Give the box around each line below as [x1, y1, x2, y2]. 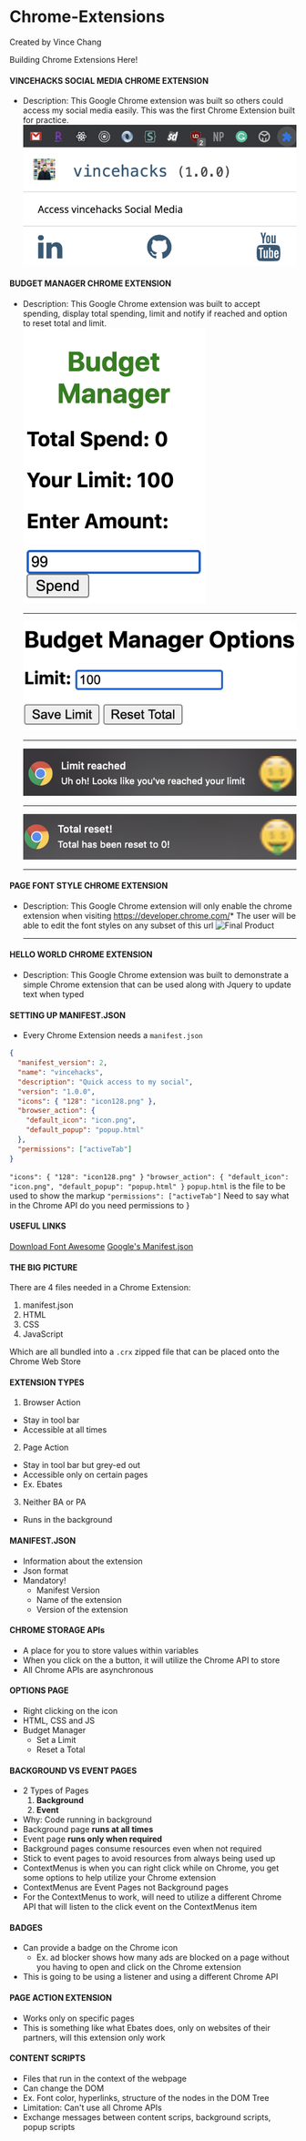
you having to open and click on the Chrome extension [36, 1962, 241, 1973]
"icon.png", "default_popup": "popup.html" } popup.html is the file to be [9, 1180, 286, 1191]
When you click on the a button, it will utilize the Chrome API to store [22, 1655, 280, 1666]
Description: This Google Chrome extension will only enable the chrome [22, 900, 293, 912]
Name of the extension [36, 1594, 122, 1605]
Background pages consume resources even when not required [22, 1843, 262, 1854]
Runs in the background [22, 1514, 113, 1525]
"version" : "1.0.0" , [17, 1086, 96, 1096]
